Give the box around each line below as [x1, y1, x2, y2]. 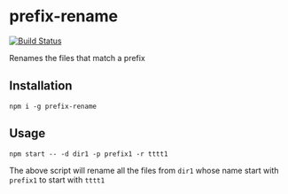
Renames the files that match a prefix [9, 52, 146, 63]
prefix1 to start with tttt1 [9, 175, 105, 185]
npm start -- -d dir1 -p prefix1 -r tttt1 [9, 149, 168, 159]
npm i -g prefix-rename [9, 102, 97, 111]
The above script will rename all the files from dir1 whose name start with [9, 165, 279, 175]
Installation [9, 78, 73, 94]
